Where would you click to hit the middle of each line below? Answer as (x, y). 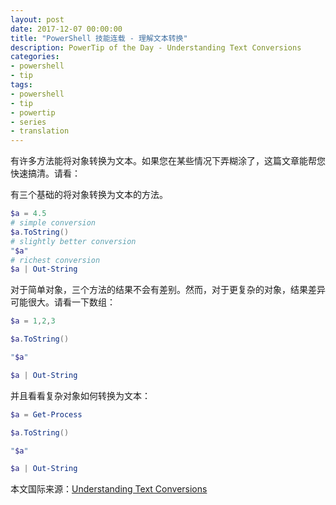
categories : (35, 57)
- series (28, 122)
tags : (21, 85)
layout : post (37, 19)
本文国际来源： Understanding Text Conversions (109, 489)
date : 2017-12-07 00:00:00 (66, 29)
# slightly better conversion (73, 241)
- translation (40, 131)
